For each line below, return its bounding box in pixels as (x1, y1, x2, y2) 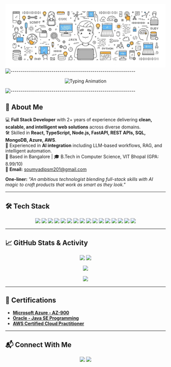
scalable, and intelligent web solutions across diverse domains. (5, 124, 141, 130)
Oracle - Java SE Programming (12, 315, 79, 321)
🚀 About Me (5, 102, 43, 111)
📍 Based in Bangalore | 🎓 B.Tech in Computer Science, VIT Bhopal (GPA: (5, 153, 159, 160)
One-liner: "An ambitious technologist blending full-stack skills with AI (5, 176, 154, 182)
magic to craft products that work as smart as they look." (5, 181, 126, 188)
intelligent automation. (5, 148, 52, 154)
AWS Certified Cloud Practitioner (12, 320, 84, 326)
